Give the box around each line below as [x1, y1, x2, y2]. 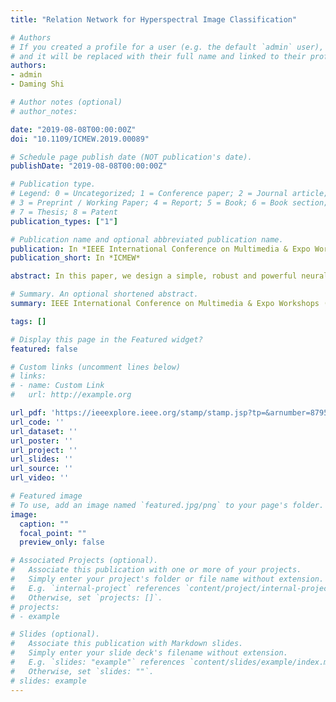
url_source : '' [10, 464, 74, 474]
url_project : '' [10, 445, 78, 455]
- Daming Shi [10, 79, 65, 90]
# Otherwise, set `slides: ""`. [10, 666, 155, 676]
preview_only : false [19, 537, 105, 548]
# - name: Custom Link [10, 381, 105, 391]
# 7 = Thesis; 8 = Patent [10, 207, 118, 217]
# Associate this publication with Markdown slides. [10, 639, 244, 649]
